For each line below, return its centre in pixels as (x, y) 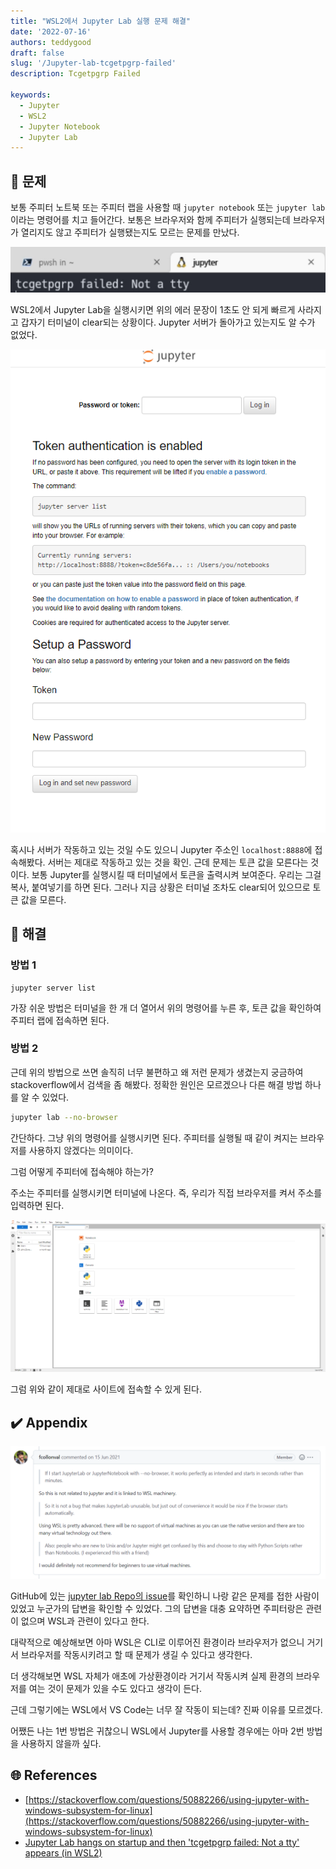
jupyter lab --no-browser (64, 1117)
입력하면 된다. (37, 1205)
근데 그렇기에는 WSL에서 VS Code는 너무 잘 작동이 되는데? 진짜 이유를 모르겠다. (166, 1709)
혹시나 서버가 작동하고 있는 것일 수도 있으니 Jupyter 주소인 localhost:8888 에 (161, 849)
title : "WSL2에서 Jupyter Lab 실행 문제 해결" (100, 21)
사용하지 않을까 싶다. (61, 1743)
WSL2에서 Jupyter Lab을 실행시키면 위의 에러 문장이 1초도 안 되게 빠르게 (153, 309)
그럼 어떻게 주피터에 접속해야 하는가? (82, 1171)
